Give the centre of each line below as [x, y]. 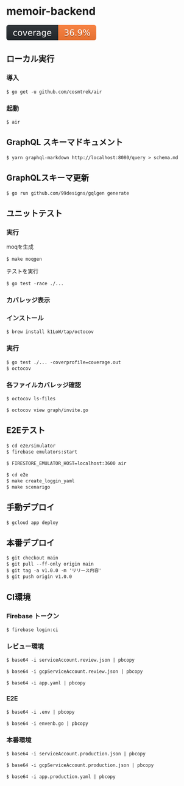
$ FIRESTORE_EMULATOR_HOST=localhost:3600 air [66, 463]
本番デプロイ [30, 543]
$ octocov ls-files [31, 399]
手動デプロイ [30, 507]
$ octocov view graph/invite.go [47, 410]
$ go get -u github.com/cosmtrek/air [54, 92]
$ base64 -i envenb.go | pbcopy [47, 724]
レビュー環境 [25, 646]
